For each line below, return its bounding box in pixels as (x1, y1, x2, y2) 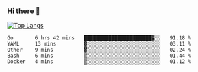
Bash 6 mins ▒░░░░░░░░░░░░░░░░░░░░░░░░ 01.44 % (7, 52, 192, 60)
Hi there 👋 (7, 6, 41, 16)
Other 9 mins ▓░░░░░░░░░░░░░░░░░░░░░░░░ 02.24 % (7, 47, 192, 54)
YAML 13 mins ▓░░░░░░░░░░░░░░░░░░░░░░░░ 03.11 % (7, 41, 192, 48)
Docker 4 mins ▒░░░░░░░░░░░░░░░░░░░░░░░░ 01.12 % (7, 58, 192, 65)
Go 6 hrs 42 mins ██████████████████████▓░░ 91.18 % (7, 35, 192, 41)
